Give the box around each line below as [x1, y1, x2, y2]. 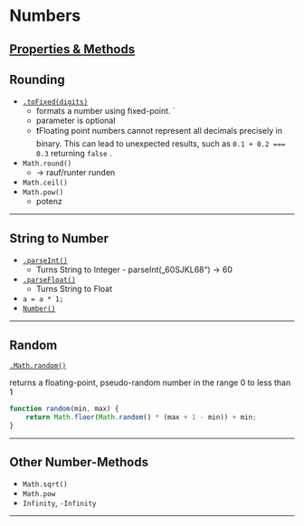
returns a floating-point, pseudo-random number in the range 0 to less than [9, 377, 291, 389]
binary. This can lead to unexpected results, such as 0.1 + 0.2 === [35, 138, 286, 149]
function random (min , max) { [9, 404, 119, 414]
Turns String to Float [35, 284, 113, 295]
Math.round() [22, 159, 72, 168]
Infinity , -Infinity [22, 498, 97, 509]
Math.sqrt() [22, 480, 68, 489]
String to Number [9, 230, 109, 246]
